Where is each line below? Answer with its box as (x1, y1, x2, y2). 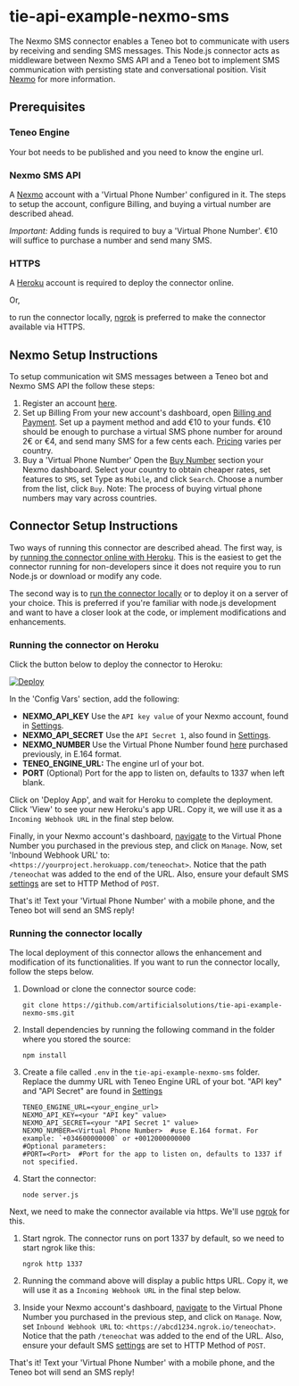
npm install (21, 1051, 67, 1060)
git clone (21, 1001, 60, 1010)
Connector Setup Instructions (9, 519, 179, 534)
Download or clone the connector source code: (21, 983, 196, 994)
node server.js (21, 1191, 79, 1199)
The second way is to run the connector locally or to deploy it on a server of (9, 587, 288, 599)
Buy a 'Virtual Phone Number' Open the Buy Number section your (21, 455, 264, 466)
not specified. (21, 1158, 79, 1166)
